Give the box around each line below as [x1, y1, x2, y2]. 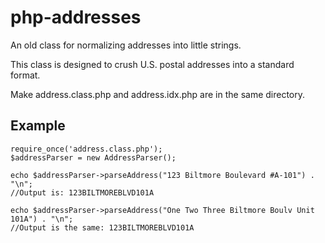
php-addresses [10, 6, 142, 29]
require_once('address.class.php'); [10, 144, 163, 154]
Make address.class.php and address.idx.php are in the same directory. [10, 88, 306, 100]
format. [10, 69, 41, 81]
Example [10, 117, 66, 135]
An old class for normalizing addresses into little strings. [10, 39, 242, 51]
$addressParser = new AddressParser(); [10, 152, 177, 163]
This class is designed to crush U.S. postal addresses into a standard [10, 58, 295, 70]
